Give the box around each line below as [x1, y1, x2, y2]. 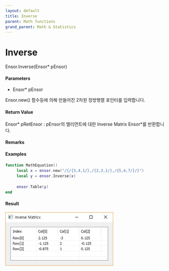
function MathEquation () [5, 163, 58, 168]
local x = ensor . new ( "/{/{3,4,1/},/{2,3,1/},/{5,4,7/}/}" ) [16, 168, 144, 173]
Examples [5, 150, 27, 157]
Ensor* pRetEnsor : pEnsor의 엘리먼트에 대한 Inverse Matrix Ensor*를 [5, 121, 147, 127]
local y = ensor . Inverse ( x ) [16, 173, 76, 179]
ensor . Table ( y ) [16, 184, 49, 189]
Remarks [5, 139, 25, 145]
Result [5, 201, 19, 207]
